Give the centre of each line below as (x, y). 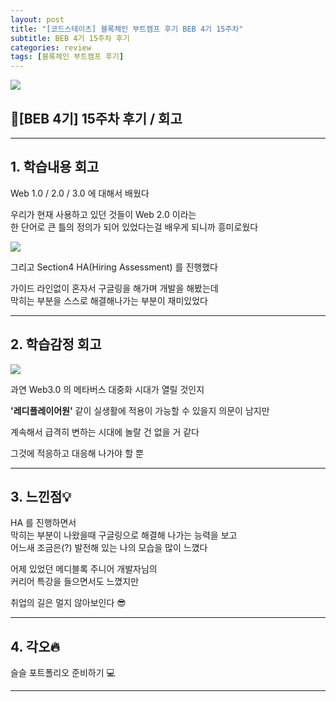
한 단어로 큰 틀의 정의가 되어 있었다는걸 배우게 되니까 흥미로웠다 (134, 227)
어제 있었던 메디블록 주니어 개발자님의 (84, 569)
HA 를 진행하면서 (43, 523)
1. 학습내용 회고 (55, 167)
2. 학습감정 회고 (56, 344)
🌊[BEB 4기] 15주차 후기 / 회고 (96, 118)
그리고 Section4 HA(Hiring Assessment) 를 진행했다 (114, 267)
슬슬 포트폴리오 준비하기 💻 (63, 673)
